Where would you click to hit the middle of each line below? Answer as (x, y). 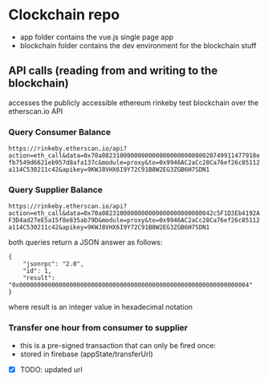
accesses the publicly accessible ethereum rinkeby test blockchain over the (134, 103)
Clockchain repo (64, 15)
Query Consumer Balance (59, 132)
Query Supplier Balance (55, 189)
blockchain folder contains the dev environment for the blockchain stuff (138, 45)
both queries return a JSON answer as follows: (85, 242)
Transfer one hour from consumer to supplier (98, 328)
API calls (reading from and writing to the (113, 71)
